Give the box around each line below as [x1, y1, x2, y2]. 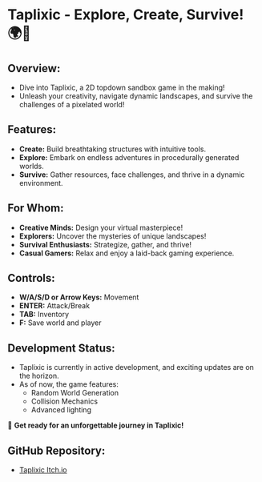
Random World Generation [30, 388, 119, 398]
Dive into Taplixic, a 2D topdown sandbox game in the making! [18, 82, 225, 92]
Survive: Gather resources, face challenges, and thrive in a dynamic [18, 170, 245, 179]
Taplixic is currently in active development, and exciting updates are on [18, 363, 254, 372]
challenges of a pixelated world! [18, 100, 125, 109]
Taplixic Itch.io [18, 465, 67, 475]
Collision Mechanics [30, 396, 98, 406]
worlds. [18, 161, 45, 171]
